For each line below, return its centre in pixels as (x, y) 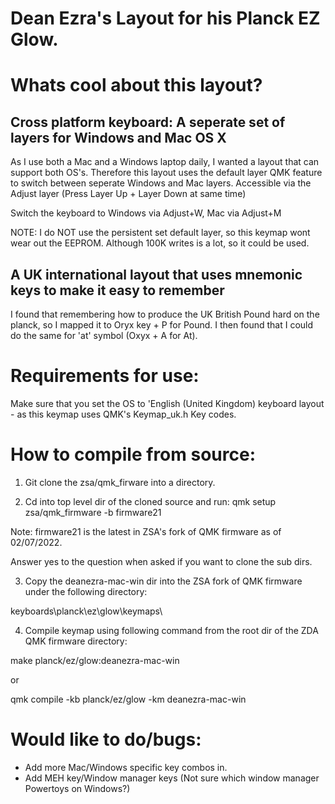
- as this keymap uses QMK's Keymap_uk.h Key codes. (123, 414)
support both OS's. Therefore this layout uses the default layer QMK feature (166, 173)
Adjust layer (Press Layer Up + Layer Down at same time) (128, 194)
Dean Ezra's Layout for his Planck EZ (165, 18)
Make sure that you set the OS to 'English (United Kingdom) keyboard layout (167, 403)
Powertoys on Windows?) (77, 788)
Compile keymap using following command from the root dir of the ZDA (171, 630)
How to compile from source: (133, 454)
